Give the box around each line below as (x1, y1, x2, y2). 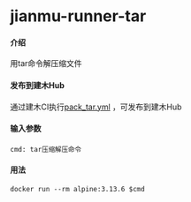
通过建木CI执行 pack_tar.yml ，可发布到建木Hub (10, 101, 182, 112)
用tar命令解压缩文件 (10, 58, 82, 69)
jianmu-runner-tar (10, 6, 147, 26)
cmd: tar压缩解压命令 (10, 145, 82, 153)
